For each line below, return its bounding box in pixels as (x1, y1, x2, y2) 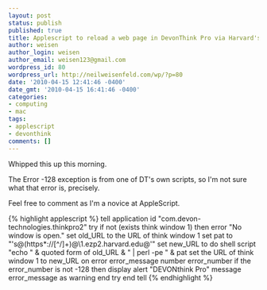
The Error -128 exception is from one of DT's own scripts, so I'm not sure (8, 174, 248, 184)
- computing (8, 100, 48, 108)
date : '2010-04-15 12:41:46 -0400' (8, 78, 126, 86)
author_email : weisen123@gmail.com (8, 56, 126, 64)
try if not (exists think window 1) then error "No (88, 222, 242, 231)
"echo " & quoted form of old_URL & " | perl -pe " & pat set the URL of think (8, 247, 254, 257)
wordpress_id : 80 (8, 64, 66, 72)
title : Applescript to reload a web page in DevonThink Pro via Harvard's (8, 33, 261, 42)
